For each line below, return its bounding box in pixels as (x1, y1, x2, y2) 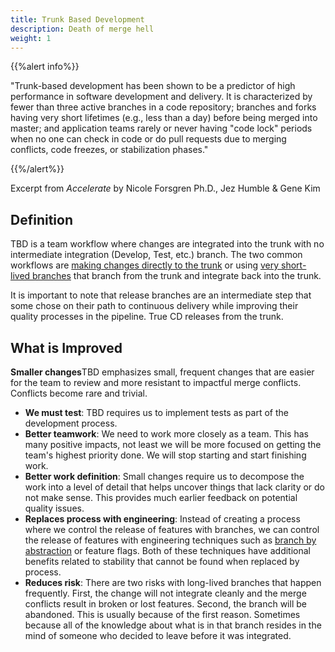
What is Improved (10, 339, 123, 356)
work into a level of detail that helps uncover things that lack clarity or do (24, 481, 326, 493)
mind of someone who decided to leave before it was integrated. (24, 630, 292, 641)
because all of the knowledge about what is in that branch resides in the (24, 619, 322, 631)
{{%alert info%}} (10, 61, 80, 73)
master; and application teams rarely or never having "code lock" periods (10, 122, 313, 135)
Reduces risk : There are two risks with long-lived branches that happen (24, 577, 322, 588)
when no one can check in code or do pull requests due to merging (10, 133, 287, 145)
